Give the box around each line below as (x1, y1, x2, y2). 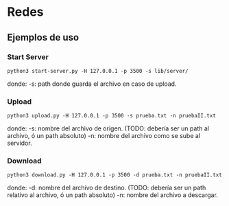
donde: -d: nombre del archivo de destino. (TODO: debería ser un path (7, 183, 206, 192)
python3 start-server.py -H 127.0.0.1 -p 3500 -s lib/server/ (7, 67, 189, 74)
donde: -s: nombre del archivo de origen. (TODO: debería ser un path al (7, 124, 209, 133)
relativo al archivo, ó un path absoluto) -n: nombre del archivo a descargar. (7, 191, 218, 199)
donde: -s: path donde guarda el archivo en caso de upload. (7, 80, 177, 88)
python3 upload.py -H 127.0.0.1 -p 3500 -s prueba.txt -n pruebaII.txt (7, 113, 216, 119)
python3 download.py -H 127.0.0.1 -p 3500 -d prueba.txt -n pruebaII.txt (7, 172, 223, 179)
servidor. (7, 139, 32, 148)
